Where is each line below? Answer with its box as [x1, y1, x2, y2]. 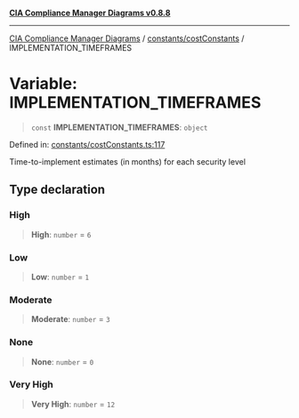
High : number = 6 [30, 229, 92, 239]
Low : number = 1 [30, 271, 90, 282]
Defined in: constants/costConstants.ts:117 [9, 139, 166, 149]
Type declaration [9, 182, 105, 197]
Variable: [9, 74, 78, 94]
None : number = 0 [30, 356, 94, 367]
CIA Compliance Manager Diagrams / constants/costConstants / [9, 33, 245, 44]
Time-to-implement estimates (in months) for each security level [9, 156, 246, 167]
